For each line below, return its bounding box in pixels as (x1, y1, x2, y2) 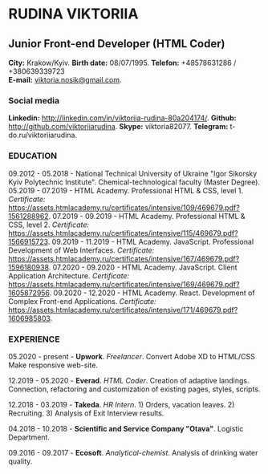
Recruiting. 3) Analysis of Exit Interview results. (8, 408, 164, 418)
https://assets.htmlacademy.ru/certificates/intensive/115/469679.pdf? (8, 228, 238, 237)
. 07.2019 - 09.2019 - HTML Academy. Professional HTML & (48, 211, 246, 221)
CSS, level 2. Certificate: (8, 220, 90, 229)
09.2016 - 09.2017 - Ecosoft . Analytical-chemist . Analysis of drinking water (8, 448, 258, 457)
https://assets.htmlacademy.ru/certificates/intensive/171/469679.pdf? (8, 305, 238, 314)
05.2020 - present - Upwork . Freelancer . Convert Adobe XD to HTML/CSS (8, 351, 255, 361)
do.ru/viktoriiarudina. (8, 130, 78, 140)
